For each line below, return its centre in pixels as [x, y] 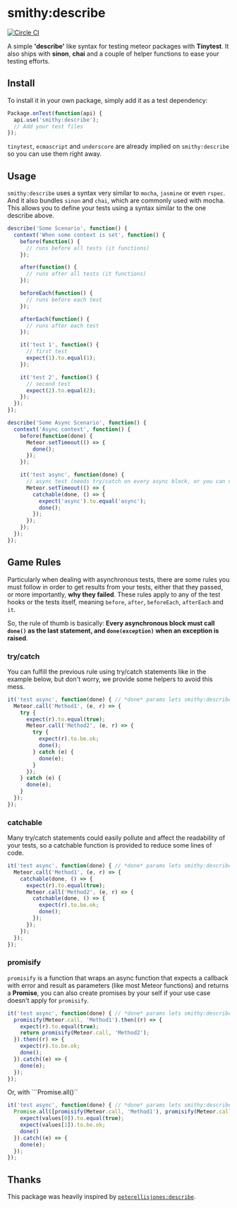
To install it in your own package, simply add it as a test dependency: [108, 100]
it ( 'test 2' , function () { [60, 377]
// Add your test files [48, 126]
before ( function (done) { [56, 436]
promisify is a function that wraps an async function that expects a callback [118, 977]
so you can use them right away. [55, 154]
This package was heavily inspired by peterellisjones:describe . [102, 1197]
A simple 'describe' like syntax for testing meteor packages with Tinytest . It [118, 46]
